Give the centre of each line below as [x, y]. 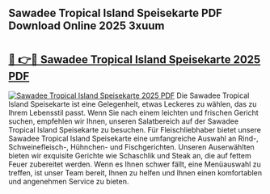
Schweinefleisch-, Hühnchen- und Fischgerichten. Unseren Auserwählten [131, 147]
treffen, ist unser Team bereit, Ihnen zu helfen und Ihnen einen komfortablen [135, 173]
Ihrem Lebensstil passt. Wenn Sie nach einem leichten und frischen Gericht [133, 113]
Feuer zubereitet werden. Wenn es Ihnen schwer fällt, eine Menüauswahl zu [135, 164]
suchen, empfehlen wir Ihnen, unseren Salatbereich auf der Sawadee [124, 121]
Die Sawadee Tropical [213, 95]
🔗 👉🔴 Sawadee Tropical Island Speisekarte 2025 [135, 59]
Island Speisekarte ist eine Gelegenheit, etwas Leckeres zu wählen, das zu [133, 104]
